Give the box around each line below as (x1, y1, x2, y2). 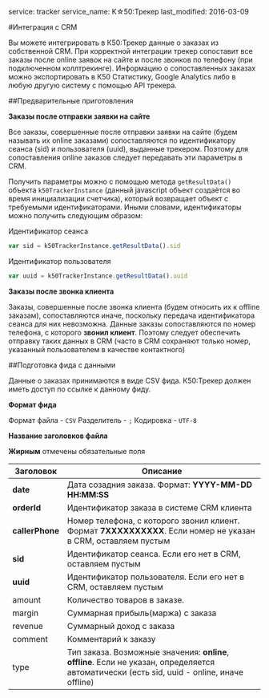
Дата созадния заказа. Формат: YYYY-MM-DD (66, 479, 253, 490)
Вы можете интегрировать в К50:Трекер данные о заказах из (8, 38, 219, 47)
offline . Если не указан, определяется (66, 656, 215, 668)
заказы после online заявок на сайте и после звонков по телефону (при (8, 55, 254, 64)
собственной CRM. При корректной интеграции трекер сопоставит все (8, 47, 254, 55)
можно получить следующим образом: (8, 211, 143, 220)
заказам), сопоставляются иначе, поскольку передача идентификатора (8, 310, 255, 320)
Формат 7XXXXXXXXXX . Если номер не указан (66, 525, 255, 536)
